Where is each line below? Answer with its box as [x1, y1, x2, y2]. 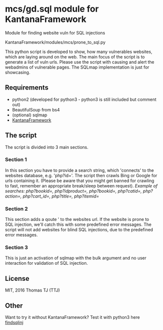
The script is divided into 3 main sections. [5, 144, 89, 150]
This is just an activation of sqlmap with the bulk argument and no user [5, 255, 147, 261]
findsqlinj [5, 320, 23, 326]
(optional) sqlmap [12, 112, 48, 118]
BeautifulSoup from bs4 [12, 107, 60, 112]
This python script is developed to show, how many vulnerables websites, [5, 49, 153, 55]
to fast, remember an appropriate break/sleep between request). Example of [5, 183, 158, 188]
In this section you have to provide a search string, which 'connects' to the [5, 167, 154, 173]
